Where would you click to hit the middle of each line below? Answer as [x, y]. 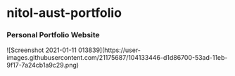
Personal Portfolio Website [53, 35]
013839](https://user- [109, 50]
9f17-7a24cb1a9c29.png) [43, 65]
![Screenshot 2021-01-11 [42, 50]
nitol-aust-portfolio [64, 13]
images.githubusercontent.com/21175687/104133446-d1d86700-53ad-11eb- [117, 58]
